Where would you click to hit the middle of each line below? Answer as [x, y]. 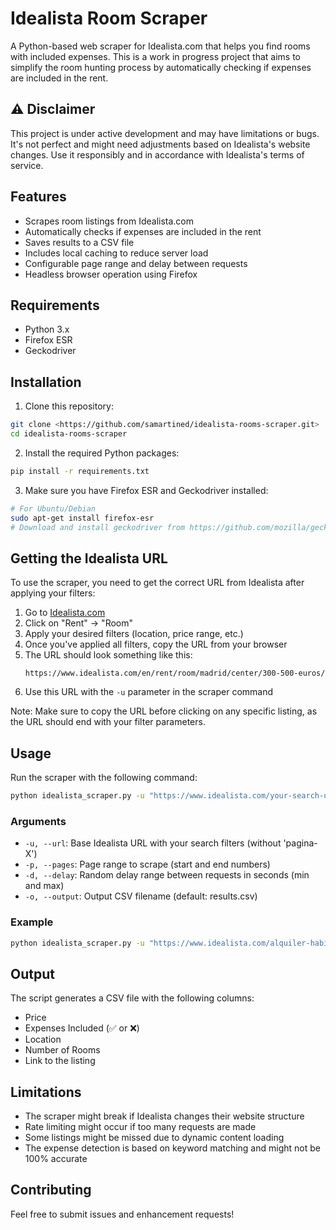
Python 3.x [47, 329]
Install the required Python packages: [102, 453]
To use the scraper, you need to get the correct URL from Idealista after [157, 583]
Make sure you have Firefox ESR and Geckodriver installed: [146, 490]
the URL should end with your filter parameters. [108, 722]
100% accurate [56, 1159]
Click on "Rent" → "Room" [79, 623]
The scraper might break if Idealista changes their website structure [164, 1116]
